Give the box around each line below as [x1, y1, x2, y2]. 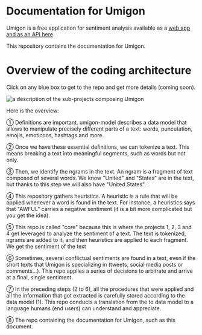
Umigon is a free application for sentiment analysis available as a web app [6, 24, 191, 31]
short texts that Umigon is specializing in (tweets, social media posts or [6, 261, 183, 268]
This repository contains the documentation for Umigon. [6, 42, 146, 50]
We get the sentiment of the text [6, 242, 86, 250]
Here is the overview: [6, 107, 59, 114]
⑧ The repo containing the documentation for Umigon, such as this [6, 316, 176, 324]
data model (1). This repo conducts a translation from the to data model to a [6, 298, 194, 305]
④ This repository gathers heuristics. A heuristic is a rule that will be [6, 192, 178, 200]
